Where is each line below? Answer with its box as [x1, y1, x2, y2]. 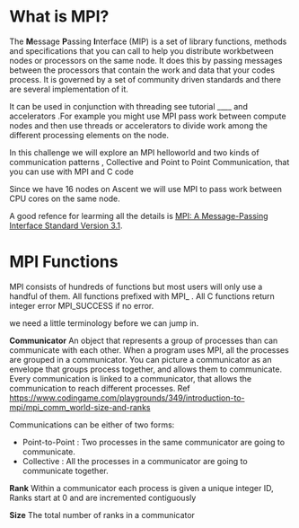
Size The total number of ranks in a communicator [9, 509, 196, 520]
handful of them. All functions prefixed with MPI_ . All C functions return [9, 290, 276, 302]
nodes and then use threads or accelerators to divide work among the [9, 119, 268, 131]
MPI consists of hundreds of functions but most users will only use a [9, 281, 263, 292]
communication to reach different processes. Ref [9, 383, 190, 393]
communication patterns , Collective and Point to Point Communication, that [9, 156, 290, 167]
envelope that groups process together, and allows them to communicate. [9, 364, 283, 374]
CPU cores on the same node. [9, 193, 121, 204]
